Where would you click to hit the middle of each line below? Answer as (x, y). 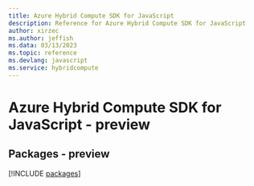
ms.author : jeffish (41, 38)
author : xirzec (34, 30)
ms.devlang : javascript (48, 61)
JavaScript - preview (80, 124)
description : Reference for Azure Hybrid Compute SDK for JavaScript (127, 23)
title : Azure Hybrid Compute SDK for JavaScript (91, 16)
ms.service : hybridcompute (53, 68)
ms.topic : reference (43, 53)
